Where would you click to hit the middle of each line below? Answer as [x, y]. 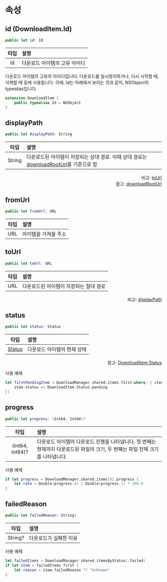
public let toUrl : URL [29, 263]
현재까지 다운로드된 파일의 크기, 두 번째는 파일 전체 [93, 449]
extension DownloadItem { [32, 98]
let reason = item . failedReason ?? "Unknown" [62, 570]
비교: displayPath [145, 299]
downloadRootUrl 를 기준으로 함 [62, 165]
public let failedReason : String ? [41, 515]
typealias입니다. [21, 89]
